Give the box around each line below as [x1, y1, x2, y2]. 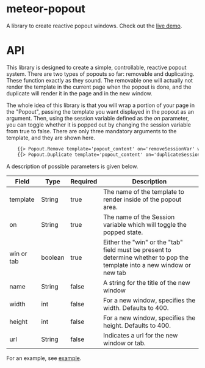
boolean [41, 253, 65, 262]
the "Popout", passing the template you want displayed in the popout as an [6, 108, 194, 115]
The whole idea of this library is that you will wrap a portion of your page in [6, 101, 195, 109]
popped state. [103, 228, 143, 237]
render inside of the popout [103, 195, 182, 204]
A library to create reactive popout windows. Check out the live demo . [6, 22, 182, 29]
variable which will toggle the [103, 220, 187, 229]
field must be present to [103, 245, 172, 254]
